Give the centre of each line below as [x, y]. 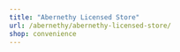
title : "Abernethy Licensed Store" [75, 17]
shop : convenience [43, 33]
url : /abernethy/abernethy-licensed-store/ [90, 26]
